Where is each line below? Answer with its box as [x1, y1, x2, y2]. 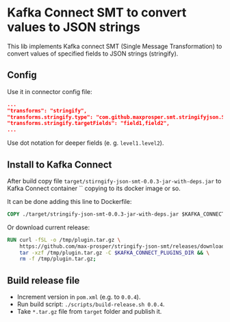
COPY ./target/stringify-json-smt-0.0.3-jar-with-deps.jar [7, 211, 179, 218]
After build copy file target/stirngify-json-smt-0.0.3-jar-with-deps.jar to [7, 176, 222, 185]
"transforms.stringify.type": [7, 113, 94, 121]
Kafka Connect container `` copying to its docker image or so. [7, 184, 181, 192]
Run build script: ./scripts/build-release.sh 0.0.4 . [16, 300, 165, 308]
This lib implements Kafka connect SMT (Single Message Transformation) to [7, 42, 222, 50]
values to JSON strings [7, 19, 140, 35]
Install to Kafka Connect [7, 159, 112, 170]
